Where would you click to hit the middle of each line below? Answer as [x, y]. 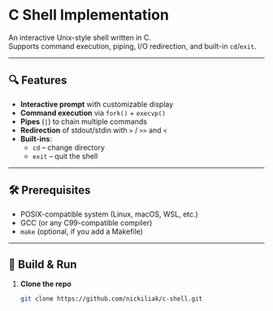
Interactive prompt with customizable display [97, 104]
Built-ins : [36, 138]
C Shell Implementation [89, 15]
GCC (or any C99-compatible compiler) [86, 222]
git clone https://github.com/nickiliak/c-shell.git [111, 299]
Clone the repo [45, 284]
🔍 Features [38, 80]
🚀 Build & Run [43, 264]
